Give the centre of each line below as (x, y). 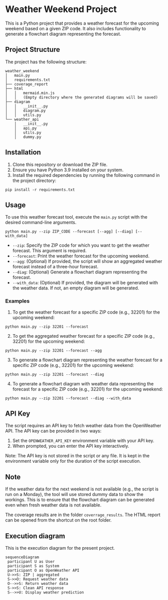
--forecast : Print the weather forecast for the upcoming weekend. (81, 256)
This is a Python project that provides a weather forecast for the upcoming (82, 23)
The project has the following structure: (46, 62)
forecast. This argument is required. (49, 251)
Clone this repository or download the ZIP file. (60, 164)
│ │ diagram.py (26, 111)
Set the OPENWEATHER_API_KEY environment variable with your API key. (83, 441)
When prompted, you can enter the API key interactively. (71, 446)
